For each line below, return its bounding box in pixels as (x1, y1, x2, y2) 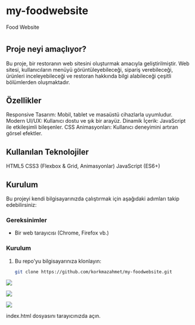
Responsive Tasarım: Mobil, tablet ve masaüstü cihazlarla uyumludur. (6, 111, 173, 118)
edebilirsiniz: (6, 201, 37, 208)
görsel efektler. (6, 130, 43, 137)
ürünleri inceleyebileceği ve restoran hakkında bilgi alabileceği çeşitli (6, 72, 172, 79)
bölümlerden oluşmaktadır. (6, 78, 70, 86)
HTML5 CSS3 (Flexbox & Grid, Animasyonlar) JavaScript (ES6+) (6, 163, 160, 170)
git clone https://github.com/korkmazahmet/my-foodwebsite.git (14, 269, 173, 274)
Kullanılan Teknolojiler (6, 147, 89, 157)
